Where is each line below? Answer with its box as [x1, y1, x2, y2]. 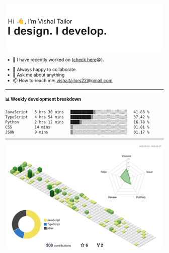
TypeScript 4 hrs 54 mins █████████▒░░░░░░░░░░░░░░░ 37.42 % [5, 115, 150, 120]
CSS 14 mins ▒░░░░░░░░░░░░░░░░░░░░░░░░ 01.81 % [5, 125, 150, 130]
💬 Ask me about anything [12, 72, 65, 78]
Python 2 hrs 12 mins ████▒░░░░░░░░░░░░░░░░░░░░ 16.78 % [5, 120, 150, 125]
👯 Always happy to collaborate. [12, 67, 77, 73]
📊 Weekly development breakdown [5, 96, 81, 102]
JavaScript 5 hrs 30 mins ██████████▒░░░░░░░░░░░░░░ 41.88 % [5, 110, 150, 115]
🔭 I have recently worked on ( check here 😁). [12, 57, 104, 63]
